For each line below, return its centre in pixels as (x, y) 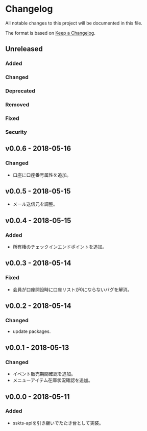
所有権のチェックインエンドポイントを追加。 (60, 247)
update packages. (32, 331)
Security (16, 132)
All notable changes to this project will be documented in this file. (74, 23)
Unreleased (24, 49)
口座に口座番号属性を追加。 (42, 175)
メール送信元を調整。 (35, 204)
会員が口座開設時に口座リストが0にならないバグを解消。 (72, 290)
